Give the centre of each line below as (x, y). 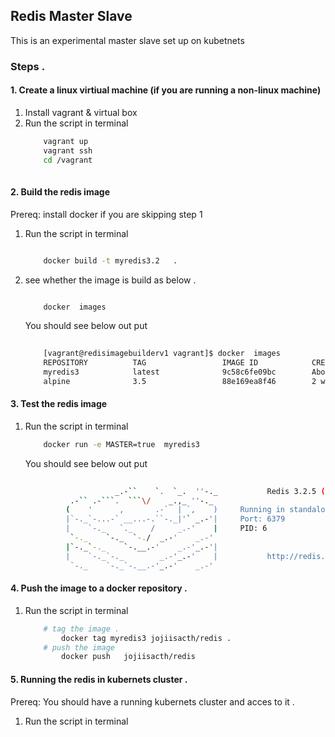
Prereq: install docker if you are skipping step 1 (106, 214)
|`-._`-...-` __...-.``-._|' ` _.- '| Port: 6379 (175, 519)
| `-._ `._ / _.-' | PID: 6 (166, 529)
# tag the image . (81, 629)
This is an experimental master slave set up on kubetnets (127, 40)
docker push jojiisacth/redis (128, 657)
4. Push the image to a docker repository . (99, 588)
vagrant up (66, 141)
